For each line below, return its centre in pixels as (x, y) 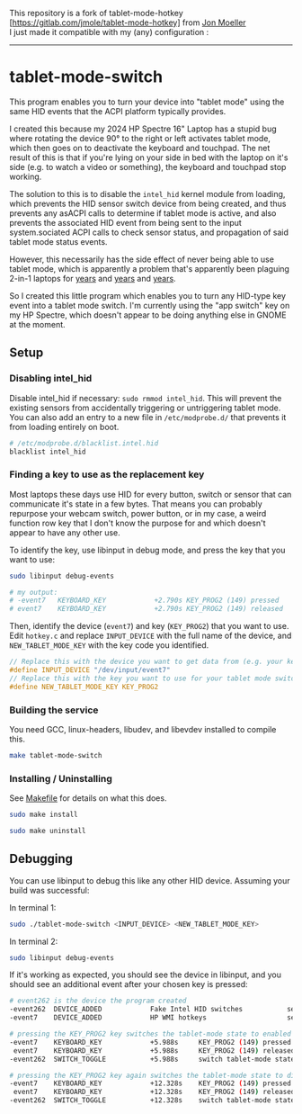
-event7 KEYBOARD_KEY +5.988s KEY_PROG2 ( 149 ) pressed (151, 1042)
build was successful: (49, 890)
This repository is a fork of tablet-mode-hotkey (97, 13)
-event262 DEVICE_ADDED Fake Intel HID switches (126, 1010)
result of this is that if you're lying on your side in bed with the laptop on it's (149, 157)
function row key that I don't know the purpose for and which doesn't (138, 523)
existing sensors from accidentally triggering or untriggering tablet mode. (145, 408)
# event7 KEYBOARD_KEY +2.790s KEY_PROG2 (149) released (146, 609)
